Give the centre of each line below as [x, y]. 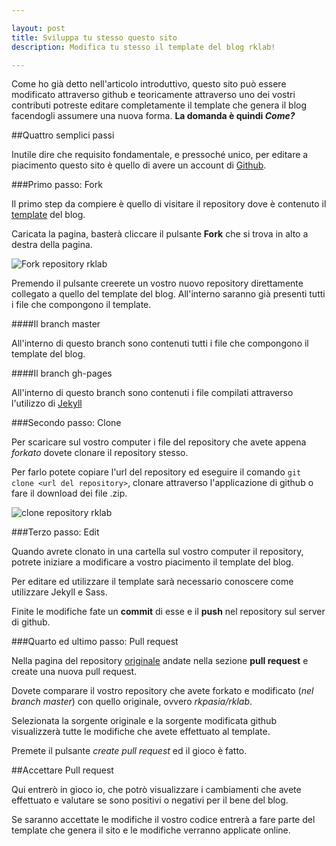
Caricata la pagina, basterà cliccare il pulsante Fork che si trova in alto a [160, 234]
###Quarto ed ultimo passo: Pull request [95, 642]
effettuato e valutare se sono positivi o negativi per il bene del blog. [150, 800]
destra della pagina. [52, 245]
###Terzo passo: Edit [55, 532]
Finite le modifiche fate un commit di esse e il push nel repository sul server [168, 612]
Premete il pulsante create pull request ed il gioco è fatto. [129, 751]
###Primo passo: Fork [57, 185]
